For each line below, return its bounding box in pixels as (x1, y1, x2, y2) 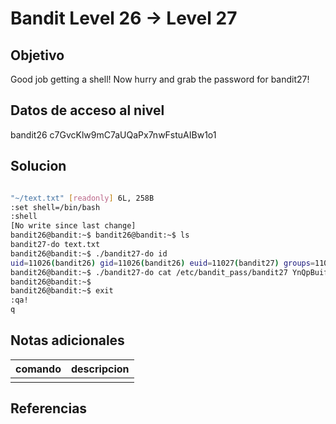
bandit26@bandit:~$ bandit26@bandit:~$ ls (10, 230, 190, 241)
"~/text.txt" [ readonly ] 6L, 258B (10, 193, 155, 203)
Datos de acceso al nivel (10, 102, 165, 119)
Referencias (10, 400, 88, 417)
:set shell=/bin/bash (10, 202, 101, 212)
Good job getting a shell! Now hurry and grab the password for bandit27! (10, 73, 310, 85)
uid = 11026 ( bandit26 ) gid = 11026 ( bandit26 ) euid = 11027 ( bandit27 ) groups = (10, 258, 316, 268)
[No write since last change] (10, 221, 137, 231)
